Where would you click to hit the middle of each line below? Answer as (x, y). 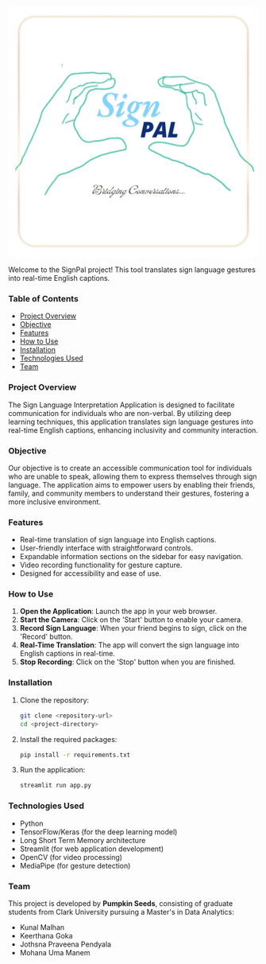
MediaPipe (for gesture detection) (75, 865)
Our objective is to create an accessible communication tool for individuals (130, 468)
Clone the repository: (54, 700)
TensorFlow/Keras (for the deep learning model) (98, 832)
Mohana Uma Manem (55, 952)
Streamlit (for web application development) (92, 849)
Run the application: (52, 770)
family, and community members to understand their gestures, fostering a (129, 493)
